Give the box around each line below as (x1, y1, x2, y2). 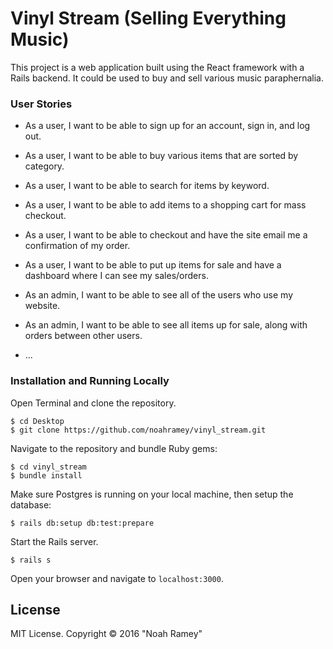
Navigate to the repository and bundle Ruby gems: (10, 442, 218, 454)
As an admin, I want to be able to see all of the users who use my (24, 289, 294, 301)
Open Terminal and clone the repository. (10, 397, 177, 409)
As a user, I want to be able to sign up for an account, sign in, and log (24, 120, 311, 132)
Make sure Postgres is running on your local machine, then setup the (10, 488, 294, 500)
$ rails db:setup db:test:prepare (10, 518, 155, 528)
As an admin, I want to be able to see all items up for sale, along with (24, 319, 308, 331)
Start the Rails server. (10, 535, 99, 547)
